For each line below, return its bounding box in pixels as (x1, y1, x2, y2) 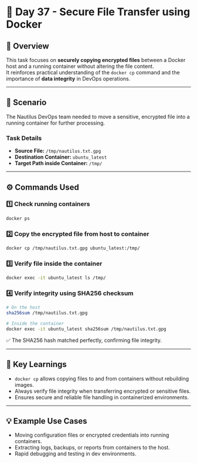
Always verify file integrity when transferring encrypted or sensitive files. (14, 387, 191, 395)
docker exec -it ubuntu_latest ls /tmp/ (6, 275, 107, 281)
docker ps (6, 215, 30, 221)
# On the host (6, 304, 41, 311)
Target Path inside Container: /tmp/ (14, 160, 103, 167)
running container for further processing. (6, 119, 106, 126)
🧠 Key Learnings (6, 359, 67, 369)
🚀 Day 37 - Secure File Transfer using (6, 5, 191, 19)
